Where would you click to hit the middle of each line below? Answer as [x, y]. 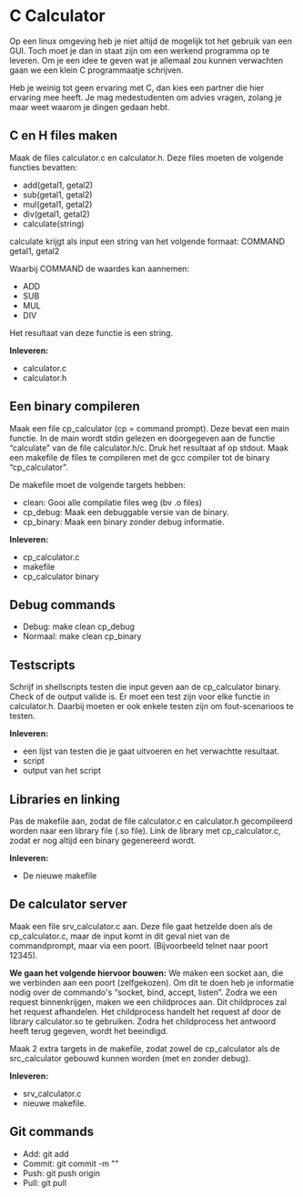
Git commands [51, 1132]
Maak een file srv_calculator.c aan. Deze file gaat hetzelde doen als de [141, 926]
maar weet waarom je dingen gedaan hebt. [90, 107]
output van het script [62, 771]
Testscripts [42, 665]
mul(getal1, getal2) [57, 204]
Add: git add [46, 1153]
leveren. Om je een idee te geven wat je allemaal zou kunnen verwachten [146, 60]
